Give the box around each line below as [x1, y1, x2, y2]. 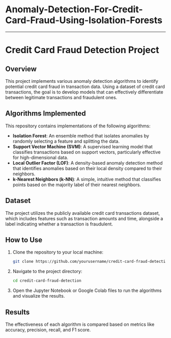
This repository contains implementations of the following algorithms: [5, 123, 151, 129]
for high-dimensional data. [12, 154, 69, 161]
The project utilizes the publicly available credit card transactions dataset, [5, 210, 160, 216]
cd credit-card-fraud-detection [12, 278, 81, 283]
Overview [5, 64, 37, 73]
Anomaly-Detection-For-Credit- [5, 4, 144, 15]
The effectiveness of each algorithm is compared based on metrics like [5, 321, 155, 327]
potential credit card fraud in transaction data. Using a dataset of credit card [5, 83, 165, 89]
